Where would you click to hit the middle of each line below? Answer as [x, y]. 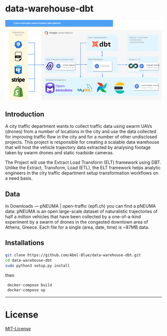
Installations [25, 243]
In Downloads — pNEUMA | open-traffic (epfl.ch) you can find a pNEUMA [81, 206]
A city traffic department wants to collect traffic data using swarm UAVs [79, 126]
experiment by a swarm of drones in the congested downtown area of [77, 222]
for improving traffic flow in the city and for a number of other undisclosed [81, 137]
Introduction [25, 114]
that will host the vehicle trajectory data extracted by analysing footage [78, 147]
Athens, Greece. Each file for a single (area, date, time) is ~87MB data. [77, 227]
